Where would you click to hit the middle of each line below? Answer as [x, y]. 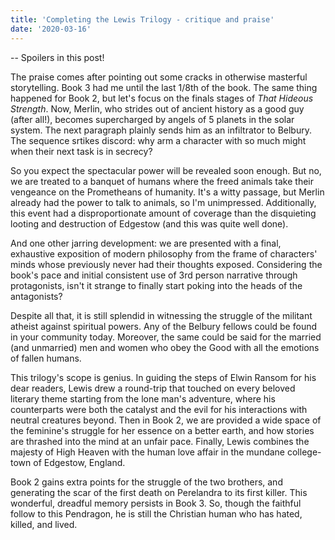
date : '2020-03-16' [51, 29]
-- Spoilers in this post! [57, 57]
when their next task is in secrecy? [81, 151]
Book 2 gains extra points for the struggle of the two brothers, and [146, 482]
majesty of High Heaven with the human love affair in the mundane [148, 452]
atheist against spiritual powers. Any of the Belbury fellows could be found [163, 326]
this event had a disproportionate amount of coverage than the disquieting [163, 213]
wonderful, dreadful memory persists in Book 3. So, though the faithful [156, 503]
